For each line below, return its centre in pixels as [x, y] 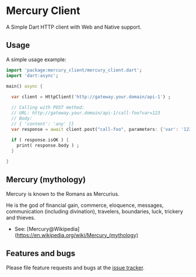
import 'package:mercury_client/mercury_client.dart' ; [74, 70]
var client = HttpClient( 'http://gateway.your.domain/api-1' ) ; [91, 97]
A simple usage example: [36, 59]
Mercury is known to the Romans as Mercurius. [63, 193]
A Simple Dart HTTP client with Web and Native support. [74, 27]
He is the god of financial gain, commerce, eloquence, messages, [85, 205]
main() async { [24, 86]
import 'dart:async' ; [32, 75]
